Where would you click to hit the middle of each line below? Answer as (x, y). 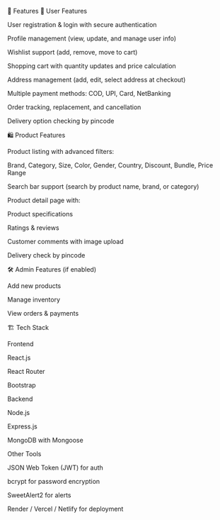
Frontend (21, 344)
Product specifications (40, 214)
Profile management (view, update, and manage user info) (92, 38)
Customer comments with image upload (65, 242)
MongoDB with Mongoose (45, 440)
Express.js (22, 426)
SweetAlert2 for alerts (39, 495)
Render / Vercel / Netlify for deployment (65, 509)
